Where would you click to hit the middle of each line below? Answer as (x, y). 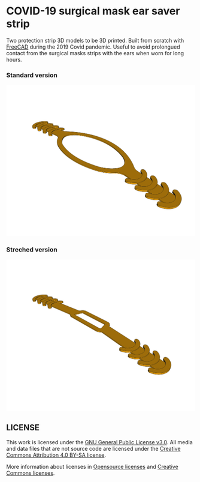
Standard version (32, 75)
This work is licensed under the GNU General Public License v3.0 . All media (99, 442)
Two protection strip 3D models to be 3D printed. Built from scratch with (95, 40)
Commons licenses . (31, 473)
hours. (14, 59)
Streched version (32, 250)
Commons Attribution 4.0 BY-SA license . (56, 455)
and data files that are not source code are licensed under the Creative (93, 448)
